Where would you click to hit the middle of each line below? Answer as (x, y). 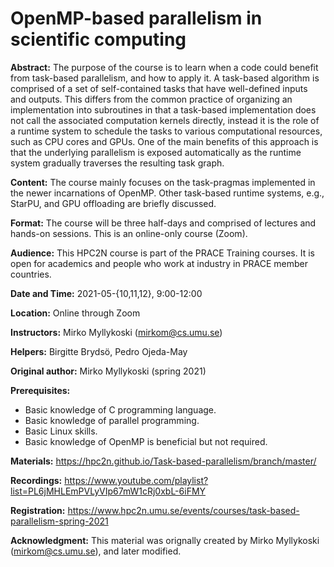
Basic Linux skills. (61, 431)
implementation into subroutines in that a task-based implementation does (163, 109)
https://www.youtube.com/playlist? (136, 480)
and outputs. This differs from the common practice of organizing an (151, 99)
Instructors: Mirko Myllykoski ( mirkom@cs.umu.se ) (116, 332)
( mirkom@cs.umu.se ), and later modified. (96, 551)
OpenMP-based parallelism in (136, 18)
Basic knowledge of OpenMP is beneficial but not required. (146, 441)
